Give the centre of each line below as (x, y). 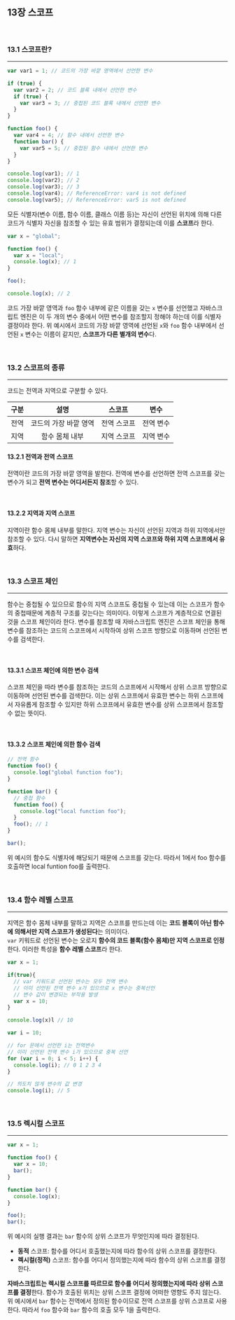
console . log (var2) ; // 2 (43, 181)
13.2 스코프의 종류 (36, 368)
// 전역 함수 (23, 759)
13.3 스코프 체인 (33, 581)
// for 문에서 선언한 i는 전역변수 (51, 1045)
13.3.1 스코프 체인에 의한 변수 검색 (53, 670)
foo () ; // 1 (31, 824)
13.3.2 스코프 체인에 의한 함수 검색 (54, 744)
